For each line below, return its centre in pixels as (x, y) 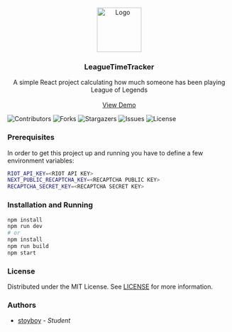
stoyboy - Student (44, 321)
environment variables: (41, 160)
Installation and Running (50, 205)
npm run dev (25, 227)
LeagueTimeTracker (119, 66)
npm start (22, 253)
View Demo (119, 105)
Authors (22, 305)
